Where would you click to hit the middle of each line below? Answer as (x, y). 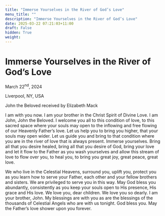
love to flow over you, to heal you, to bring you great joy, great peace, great (82, 157)
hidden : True (18, 33)
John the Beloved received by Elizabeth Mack (51, 106)
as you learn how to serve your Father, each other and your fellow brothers (81, 177)
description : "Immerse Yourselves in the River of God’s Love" (71, 19)
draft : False (18, 28)
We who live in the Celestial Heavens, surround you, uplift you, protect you (81, 172)
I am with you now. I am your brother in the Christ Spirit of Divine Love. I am (82, 115)
